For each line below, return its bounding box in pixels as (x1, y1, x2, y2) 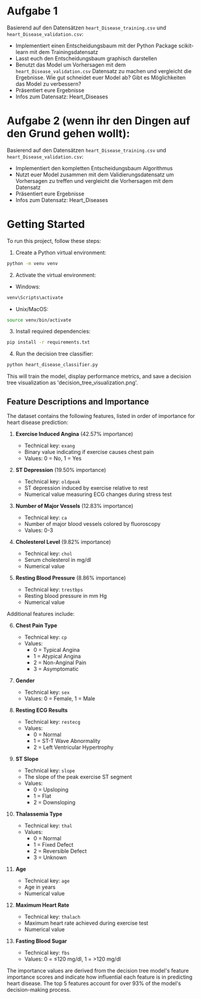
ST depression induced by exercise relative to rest (24, 485, 148, 491)
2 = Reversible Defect (33, 847, 87, 854)
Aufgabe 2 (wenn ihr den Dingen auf (7, 114, 191, 128)
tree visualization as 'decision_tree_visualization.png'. (7, 379, 138, 386)
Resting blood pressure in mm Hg (24, 592, 107, 599)
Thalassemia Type (15, 811, 63, 817)
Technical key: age (24, 877, 70, 884)
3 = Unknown (33, 854, 67, 861)
